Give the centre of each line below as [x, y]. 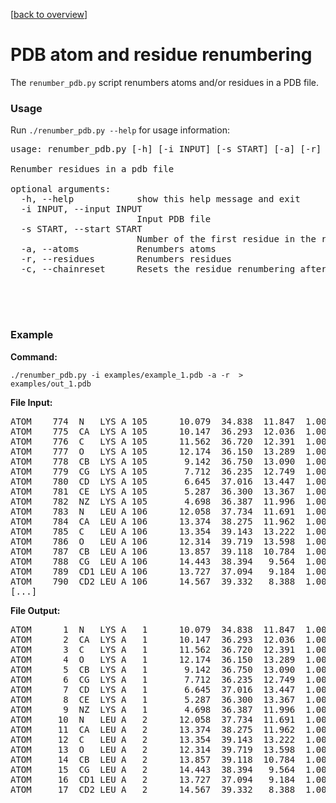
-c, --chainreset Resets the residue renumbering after [173, 269]
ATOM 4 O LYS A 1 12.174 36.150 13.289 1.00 [168, 659]
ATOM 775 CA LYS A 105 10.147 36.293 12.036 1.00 [168, 431]
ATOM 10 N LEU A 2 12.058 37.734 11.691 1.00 [168, 719]
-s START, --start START [81, 229]
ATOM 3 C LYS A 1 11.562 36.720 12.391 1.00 [168, 649]
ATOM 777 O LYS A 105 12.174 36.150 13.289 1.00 [168, 451]
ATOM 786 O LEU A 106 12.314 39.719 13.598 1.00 [168, 541]
